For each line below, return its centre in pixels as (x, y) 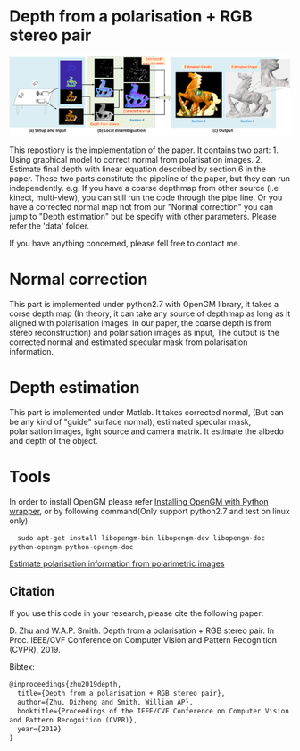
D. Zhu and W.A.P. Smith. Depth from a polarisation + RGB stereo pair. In (142, 630)
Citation (32, 592)
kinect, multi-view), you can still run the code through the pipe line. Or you (146, 197)
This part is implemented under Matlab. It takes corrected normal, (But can (146, 413)
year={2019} (40, 729)
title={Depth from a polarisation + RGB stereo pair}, (121, 693)
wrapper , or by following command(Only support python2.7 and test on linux (150, 512)
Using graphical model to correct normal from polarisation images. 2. (136, 160)
